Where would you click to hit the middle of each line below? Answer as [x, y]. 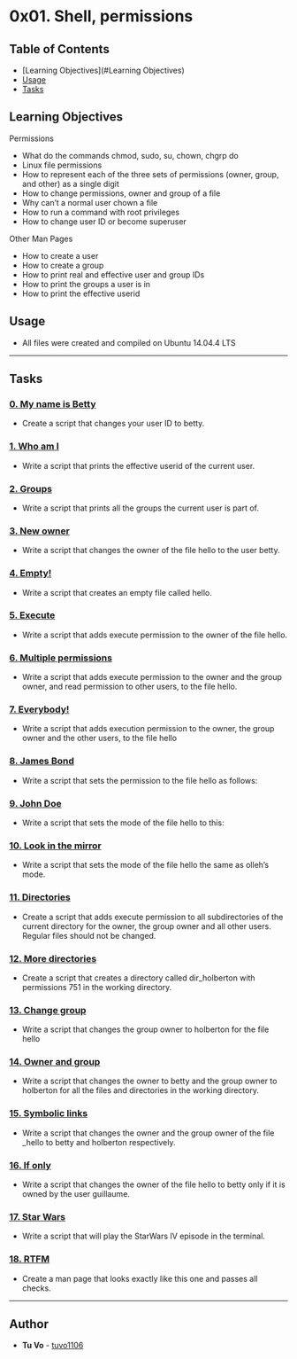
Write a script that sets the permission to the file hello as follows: [140, 780]
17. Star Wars [38, 1216]
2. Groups [31, 488]
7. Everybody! [39, 709]
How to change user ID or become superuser [104, 221]
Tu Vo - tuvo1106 [53, 1346]
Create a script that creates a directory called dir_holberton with [138, 978]
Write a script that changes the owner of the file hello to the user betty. [151, 551]
